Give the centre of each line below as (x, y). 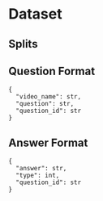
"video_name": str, (49, 97)
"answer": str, (41, 169)
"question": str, (45, 104)
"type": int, (38, 176)
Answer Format (48, 142)
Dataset (35, 14)
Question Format (52, 71)
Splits (23, 44)
